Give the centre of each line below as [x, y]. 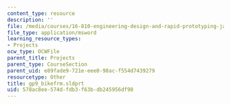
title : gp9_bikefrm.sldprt [46, 83]
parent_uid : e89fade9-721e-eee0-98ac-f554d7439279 [81, 70]
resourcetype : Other [37, 77]
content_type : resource [41, 13]
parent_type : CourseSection [47, 64]
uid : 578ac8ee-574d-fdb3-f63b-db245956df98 [70, 90]
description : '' [30, 20]
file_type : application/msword [52, 32]
